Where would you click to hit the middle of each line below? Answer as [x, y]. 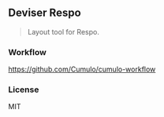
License [24, 90]
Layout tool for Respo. [63, 31]
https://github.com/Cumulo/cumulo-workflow [82, 69]
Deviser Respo [45, 13]
